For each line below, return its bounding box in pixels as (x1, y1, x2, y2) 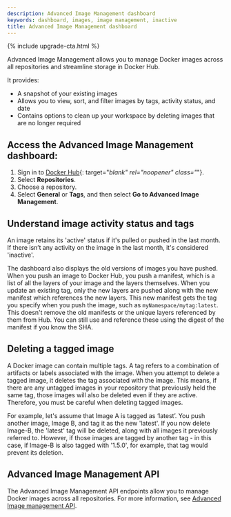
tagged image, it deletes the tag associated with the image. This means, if (7, 376, 217, 384)
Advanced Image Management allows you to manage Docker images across (7, 55, 223, 64)
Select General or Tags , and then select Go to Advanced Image (17, 190, 199, 199)
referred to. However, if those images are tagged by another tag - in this (7, 433, 212, 442)
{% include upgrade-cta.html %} (7, 42, 100, 51)
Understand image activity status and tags (7, 217, 194, 229)
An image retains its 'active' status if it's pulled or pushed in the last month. (7, 236, 221, 244)
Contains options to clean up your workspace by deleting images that (17, 111, 215, 120)
